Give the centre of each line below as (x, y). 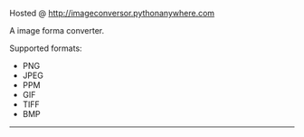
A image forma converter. (57, 30)
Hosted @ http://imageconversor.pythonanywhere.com (112, 13)
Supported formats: (46, 48)
